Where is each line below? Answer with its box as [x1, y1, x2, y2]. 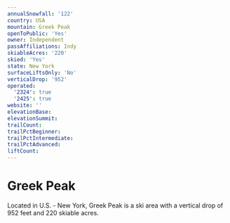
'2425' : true [13, 96, 52, 103]
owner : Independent [7, 37, 65, 44]
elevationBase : [7, 108, 52, 115]
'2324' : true [13, 89, 52, 96]
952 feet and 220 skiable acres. [7, 208, 100, 217]
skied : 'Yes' [7, 56, 46, 63]
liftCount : [7, 148, 39, 155]
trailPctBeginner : [7, 128, 61, 135]
